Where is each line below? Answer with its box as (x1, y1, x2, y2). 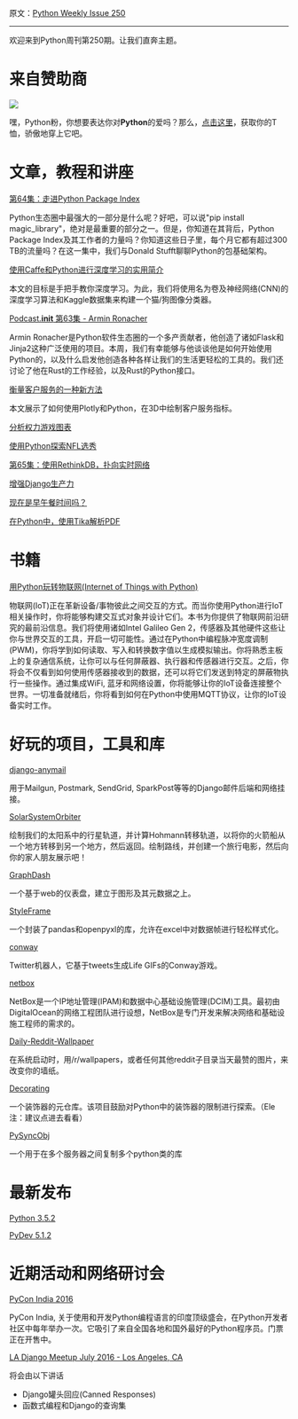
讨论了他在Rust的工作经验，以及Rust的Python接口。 (9, 365, 200, 375)
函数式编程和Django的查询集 (21, 1399, 127, 1410)
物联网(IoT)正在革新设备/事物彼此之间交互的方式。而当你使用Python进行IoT (9, 600, 284, 610)
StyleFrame (9, 905, 51, 916)
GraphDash (9, 869, 51, 880)
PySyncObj (9, 1130, 51, 1141)
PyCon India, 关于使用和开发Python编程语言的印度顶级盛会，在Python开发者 (9, 1312, 288, 1322)
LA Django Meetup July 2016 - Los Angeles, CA (9, 1352, 184, 1362)
